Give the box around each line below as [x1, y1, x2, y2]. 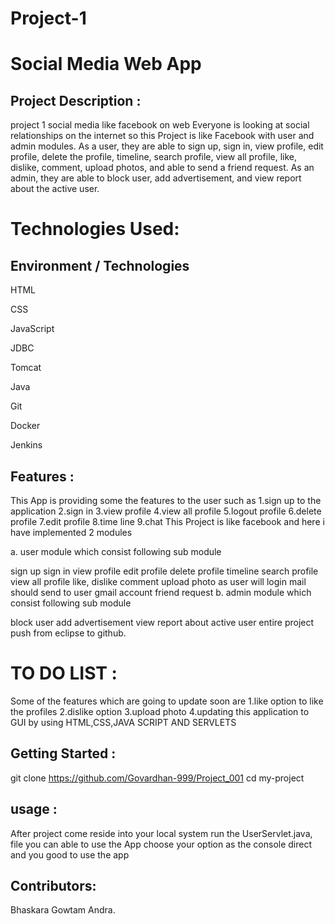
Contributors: [10, 877, 97, 894]
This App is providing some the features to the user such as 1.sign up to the [10, 495, 322, 506]
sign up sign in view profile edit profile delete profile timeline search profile [10, 565, 319, 577]
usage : [10, 801, 58, 818]
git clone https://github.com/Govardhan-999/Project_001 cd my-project [10, 772, 305, 784]
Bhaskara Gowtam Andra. [10, 904, 116, 916]
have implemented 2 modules [10, 527, 133, 538]
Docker [10, 420, 41, 432]
